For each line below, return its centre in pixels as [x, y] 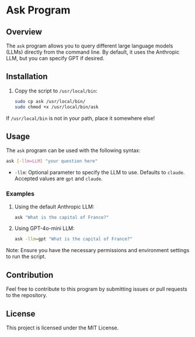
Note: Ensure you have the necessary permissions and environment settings [98, 250]
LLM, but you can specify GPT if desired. [55, 58]
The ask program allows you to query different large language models [90, 46]
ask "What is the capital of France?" [62, 217]
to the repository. [27, 295]
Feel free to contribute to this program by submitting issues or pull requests [97, 289]
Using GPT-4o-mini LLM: [44, 228]
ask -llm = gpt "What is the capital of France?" [73, 239]
